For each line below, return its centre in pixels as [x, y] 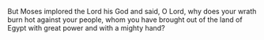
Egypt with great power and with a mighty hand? [86, 28]
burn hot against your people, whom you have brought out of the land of [125, 20]
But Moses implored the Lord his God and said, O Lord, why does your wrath [132, 11]
